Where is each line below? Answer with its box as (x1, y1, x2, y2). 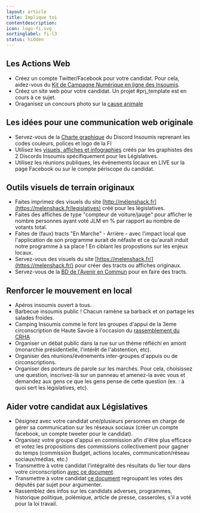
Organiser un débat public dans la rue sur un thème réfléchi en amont (14, 339, 186, 347)
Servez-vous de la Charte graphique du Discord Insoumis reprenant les (14, 133, 190, 141)
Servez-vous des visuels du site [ (14, 256, 97, 263)
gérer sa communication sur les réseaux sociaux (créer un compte (14, 424, 179, 431)
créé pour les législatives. (102, 205, 165, 212)
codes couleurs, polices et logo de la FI (14, 139, 112, 147)
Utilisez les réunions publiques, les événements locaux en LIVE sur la (14, 159, 185, 166)
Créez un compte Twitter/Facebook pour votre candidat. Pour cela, (14, 74, 180, 81)
